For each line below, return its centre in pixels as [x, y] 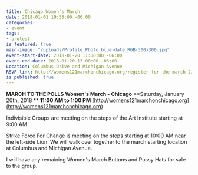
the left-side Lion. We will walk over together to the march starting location [97, 142]
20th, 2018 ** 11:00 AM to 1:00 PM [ [50, 100]
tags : [13, 34]
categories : [21, 22]
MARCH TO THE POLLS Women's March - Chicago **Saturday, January [95, 94]
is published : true [30, 77]
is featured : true [29, 45]
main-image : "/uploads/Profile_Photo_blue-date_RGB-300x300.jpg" [88, 50]
